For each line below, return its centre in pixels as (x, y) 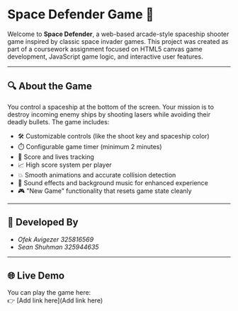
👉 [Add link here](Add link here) (55, 300)
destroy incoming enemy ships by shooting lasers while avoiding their (109, 114)
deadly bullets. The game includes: (58, 122)
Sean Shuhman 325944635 (58, 247)
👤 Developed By (43, 222)
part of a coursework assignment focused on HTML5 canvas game (105, 49)
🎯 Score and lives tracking (56, 157)
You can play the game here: (49, 293)
